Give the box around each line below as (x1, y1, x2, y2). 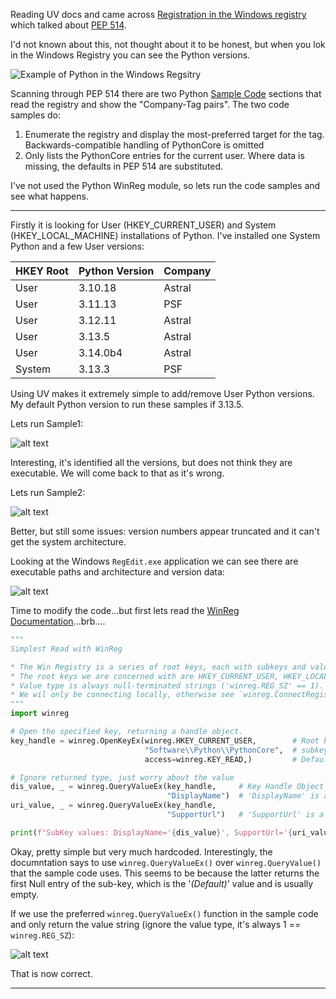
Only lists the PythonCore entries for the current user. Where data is (24, 150, 305, 161)
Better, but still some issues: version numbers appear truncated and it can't (10, 525, 320, 537)
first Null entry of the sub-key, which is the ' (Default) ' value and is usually (10, 877, 314, 889)
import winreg (10, 709, 70, 719)
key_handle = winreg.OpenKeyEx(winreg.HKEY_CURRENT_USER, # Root (10, 735, 320, 746)
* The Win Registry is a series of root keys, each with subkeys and (10, 662, 307, 672)
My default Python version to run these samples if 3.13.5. (10, 399, 244, 410)
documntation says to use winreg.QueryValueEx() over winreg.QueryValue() (10, 856, 322, 868)
